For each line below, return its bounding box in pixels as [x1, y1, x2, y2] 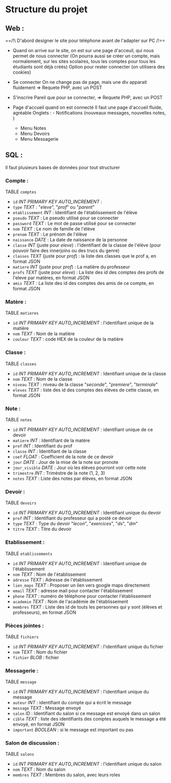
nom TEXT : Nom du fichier [12, 648, 68, 655]
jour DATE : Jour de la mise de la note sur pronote [12, 459, 118, 465]
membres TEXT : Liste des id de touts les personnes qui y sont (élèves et [12, 603, 162, 610]
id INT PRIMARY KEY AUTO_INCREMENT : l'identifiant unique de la [12, 320, 154, 326]
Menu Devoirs [20, 130, 50, 137]
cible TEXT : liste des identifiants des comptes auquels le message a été [12, 716, 166, 722]
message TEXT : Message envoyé [12, 705, 82, 711]
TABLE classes [5, 361, 37, 367]
